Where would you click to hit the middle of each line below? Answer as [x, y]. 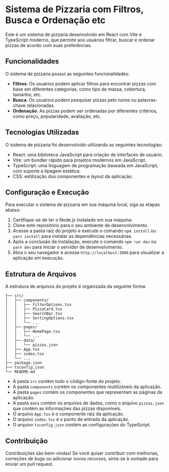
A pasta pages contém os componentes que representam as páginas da [88, 392]
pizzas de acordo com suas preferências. [49, 45]
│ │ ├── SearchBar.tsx [34, 314]
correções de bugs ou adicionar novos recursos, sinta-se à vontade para [82, 458]
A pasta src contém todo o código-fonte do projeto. [67, 381]
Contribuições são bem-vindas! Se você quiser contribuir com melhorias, [82, 453]
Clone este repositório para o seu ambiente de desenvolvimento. [80, 226]
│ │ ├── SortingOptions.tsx [39, 318]
